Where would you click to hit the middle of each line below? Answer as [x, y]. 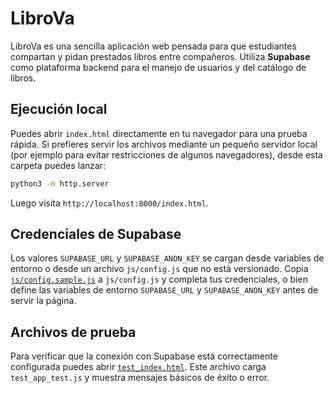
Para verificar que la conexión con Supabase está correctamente [144, 356]
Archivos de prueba [73, 332]
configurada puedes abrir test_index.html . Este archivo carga [138, 367]
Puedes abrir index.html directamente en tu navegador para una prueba [159, 133]
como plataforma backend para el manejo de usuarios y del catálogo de [158, 67]
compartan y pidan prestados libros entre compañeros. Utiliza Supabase [160, 56]
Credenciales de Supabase [96, 234]
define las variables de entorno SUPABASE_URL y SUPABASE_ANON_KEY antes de [164, 290]
